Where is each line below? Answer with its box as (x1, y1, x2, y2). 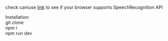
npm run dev (5, 30, 32, 36)
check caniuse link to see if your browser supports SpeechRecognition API (5, 5, 163, 10)
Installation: (5, 14, 30, 20)
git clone (5, 20, 24, 25)
